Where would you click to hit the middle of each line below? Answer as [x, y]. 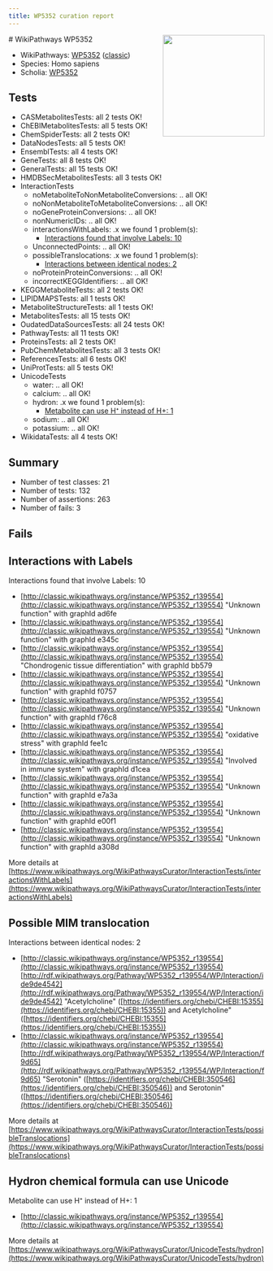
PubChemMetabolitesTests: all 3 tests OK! [90, 350]
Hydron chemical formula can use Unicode [119, 1181]
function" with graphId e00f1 [68, 821]
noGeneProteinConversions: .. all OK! [94, 212]
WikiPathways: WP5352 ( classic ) [75, 54]
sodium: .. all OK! [61, 420]
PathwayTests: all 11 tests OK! [69, 333]
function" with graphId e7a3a [69, 795]
